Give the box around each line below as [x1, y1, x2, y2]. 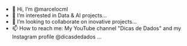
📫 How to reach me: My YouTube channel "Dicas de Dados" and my [11, 25, 182, 32]
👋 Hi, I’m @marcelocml [11, 6, 68, 12]
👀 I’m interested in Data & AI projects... [11, 12, 107, 19]
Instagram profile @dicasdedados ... [11, 33, 102, 40]
